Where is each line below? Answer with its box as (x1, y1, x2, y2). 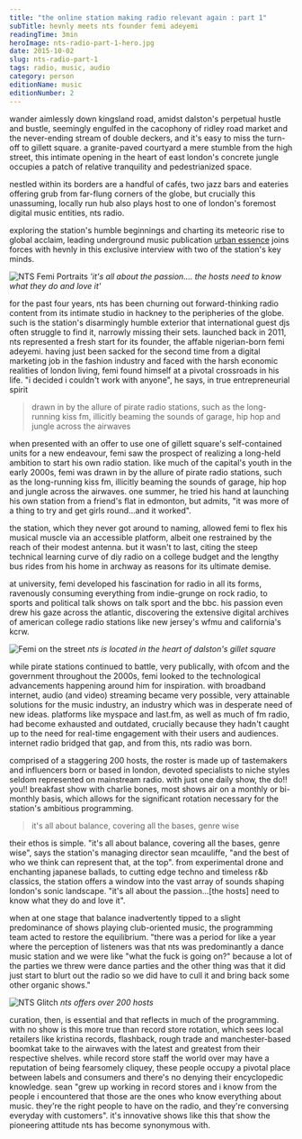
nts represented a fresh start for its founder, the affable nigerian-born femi (9, 336, 285, 347)
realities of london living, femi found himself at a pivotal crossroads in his (9, 365, 280, 375)
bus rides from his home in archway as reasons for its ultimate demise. (9, 560, 271, 572)
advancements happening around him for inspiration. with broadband (9, 680, 266, 691)
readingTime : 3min (9, 30, 78, 39)
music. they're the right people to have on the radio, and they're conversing (9, 1100, 289, 1111)
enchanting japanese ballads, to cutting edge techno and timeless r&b (9, 866, 268, 877)
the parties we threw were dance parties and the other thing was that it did (9, 960, 286, 971)
